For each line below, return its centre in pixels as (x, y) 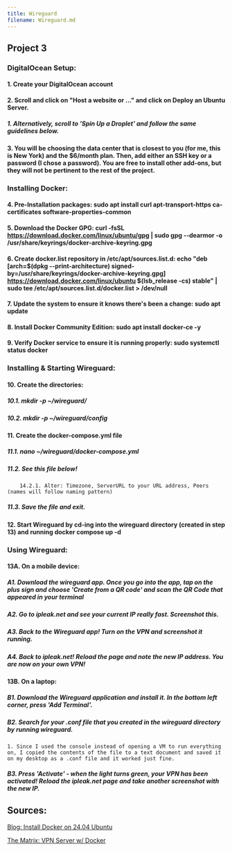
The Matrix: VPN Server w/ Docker (56, 840)
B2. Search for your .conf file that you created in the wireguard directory (114, 722)
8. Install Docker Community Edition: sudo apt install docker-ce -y (104, 327)
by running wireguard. (40, 730)
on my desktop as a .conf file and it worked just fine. (91, 758)
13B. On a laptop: (32, 682)
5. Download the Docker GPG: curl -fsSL (66, 228)
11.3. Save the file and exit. (46, 507)
